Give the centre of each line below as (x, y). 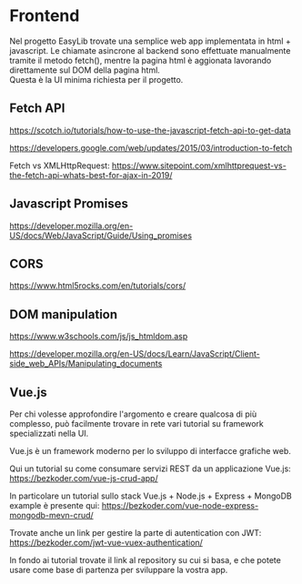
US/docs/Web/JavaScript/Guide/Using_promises (101, 235)
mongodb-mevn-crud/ (51, 515)
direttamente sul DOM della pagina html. (85, 70)
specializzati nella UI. (49, 433)
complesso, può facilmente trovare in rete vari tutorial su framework (136, 423)
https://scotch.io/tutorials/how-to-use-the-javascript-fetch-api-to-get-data (150, 130)
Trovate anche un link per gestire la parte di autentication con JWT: (136, 533)
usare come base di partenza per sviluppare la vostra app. (119, 570)
